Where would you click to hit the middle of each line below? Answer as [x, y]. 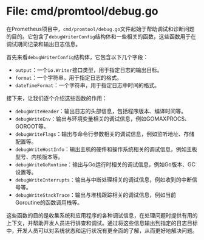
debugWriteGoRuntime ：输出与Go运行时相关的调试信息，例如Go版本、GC [105, 164]
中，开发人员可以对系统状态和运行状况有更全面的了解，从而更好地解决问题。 [102, 230]
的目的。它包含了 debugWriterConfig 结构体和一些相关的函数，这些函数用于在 [101, 36]
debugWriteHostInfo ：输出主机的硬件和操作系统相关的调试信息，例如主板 [106, 149]
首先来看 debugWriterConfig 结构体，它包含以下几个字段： [77, 57]
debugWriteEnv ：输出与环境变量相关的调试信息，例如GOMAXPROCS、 [102, 118]
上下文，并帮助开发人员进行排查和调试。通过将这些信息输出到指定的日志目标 [102, 223]
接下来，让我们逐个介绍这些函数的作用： [57, 98]
